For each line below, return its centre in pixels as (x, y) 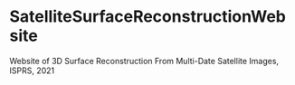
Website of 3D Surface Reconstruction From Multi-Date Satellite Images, (144, 61)
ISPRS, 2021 (32, 71)
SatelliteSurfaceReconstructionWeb (148, 17)
